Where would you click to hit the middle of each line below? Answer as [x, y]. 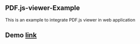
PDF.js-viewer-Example [43, 8]
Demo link [21, 35]
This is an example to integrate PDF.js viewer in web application [70, 20]
